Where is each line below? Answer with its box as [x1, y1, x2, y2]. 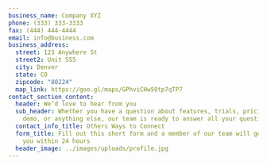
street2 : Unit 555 [15, 56, 77, 64]
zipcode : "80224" [15, 78, 73, 86]
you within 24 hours [22, 136, 91, 145]
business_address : [8, 41, 69, 49]
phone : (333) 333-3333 [8, 19, 83, 27]
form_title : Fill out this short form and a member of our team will [15, 129, 250, 137]
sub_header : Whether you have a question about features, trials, [15, 108, 240, 116]
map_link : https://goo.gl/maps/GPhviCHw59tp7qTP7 [15, 85, 183, 94]
